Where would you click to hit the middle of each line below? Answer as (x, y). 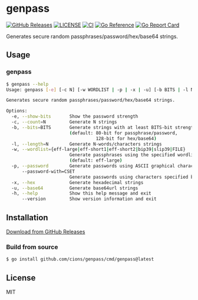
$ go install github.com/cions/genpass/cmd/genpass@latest (80, 259)
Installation (27, 217)
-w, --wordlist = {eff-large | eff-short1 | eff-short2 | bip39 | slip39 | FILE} (98, 150)
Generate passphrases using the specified (122, 155)
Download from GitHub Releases (46, 231)
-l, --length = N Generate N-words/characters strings (87, 144)
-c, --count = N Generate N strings (64, 122)
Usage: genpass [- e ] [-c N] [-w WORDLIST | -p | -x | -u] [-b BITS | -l (97, 90)
